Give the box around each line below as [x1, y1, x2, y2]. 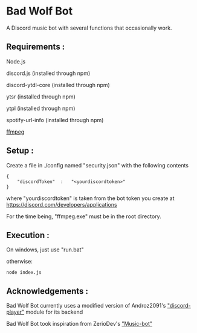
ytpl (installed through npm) [6, 105, 76, 112]
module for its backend [25, 308, 83, 315]
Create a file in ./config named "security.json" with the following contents [6, 161, 189, 169]
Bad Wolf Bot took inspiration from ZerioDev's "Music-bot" [6, 320, 153, 328]
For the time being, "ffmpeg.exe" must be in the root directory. [6, 213, 161, 220]
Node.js [6, 57, 26, 65]
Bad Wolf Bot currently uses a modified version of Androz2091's [6, 302, 166, 309]
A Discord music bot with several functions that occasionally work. [6, 24, 172, 31]
